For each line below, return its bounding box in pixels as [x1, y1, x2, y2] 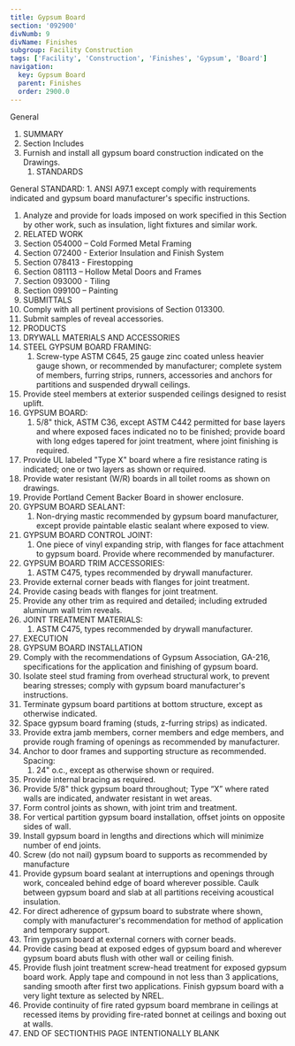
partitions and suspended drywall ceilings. [35, 379, 191, 389]
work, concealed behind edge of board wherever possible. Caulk [22, 877, 260, 888]
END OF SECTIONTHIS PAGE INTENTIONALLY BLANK [22, 1027, 220, 1038]
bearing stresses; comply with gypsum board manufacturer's [22, 680, 246, 690]
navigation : [10, 63, 54, 72]
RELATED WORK [22, 228, 84, 239]
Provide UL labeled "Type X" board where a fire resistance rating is [22, 454, 268, 465]
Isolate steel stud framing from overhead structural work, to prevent [22, 670, 270, 681]
